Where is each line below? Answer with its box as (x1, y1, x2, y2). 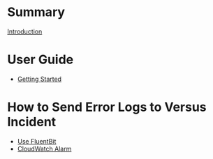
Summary (7, 4, 65, 20)
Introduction (7, 27, 43, 36)
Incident (7, 114, 57, 130)
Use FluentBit (17, 137, 57, 145)
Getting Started (17, 75, 61, 83)
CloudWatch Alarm (17, 144, 72, 153)
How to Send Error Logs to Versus (7, 99, 207, 115)
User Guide (7, 52, 74, 68)
